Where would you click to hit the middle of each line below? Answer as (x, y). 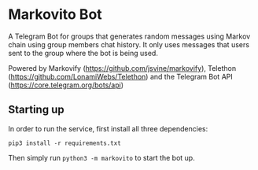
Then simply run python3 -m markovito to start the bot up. (101, 157)
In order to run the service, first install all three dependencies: (108, 128)
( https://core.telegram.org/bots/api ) (66, 85)
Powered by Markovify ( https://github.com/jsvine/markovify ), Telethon (122, 68)
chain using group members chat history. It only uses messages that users (129, 44)
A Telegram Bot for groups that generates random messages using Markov (129, 36)
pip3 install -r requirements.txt (65, 143)
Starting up (36, 110)
